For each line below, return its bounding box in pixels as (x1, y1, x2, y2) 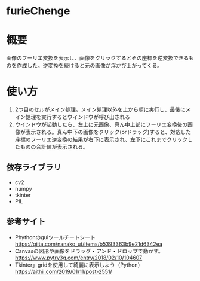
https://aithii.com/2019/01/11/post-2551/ (14, 268, 112, 275)
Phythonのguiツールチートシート (14, 233, 96, 240)
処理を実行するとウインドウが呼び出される (25, 114, 130, 121)
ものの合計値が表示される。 (20, 143, 88, 151)
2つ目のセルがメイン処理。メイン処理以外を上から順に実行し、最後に (14, 106, 186, 113)
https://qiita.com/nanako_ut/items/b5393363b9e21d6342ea (14, 240, 163, 248)
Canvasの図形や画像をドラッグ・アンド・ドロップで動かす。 (14, 247, 164, 255)
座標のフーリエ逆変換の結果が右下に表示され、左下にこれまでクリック (14, 136, 188, 143)
